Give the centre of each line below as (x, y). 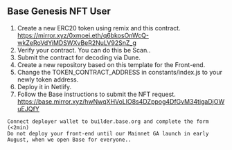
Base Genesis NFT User (59, 11)
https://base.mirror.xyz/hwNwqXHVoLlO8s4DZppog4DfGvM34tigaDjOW (121, 101)
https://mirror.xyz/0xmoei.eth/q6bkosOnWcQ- (83, 35)
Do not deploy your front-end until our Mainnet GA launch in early (108, 133)
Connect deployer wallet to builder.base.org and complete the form (108, 121)
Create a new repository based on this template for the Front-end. (111, 64)
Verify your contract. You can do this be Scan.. (84, 50)
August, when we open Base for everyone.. (69, 140)
